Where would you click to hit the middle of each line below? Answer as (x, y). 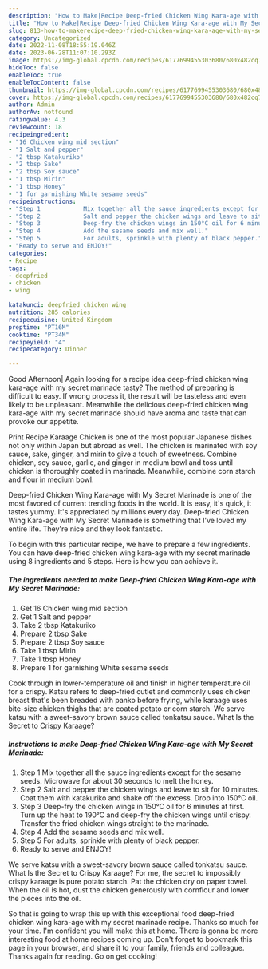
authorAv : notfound (41, 113)
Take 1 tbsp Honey (50, 659)
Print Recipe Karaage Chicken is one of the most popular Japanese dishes (130, 437)
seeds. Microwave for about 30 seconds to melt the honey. (116, 781)
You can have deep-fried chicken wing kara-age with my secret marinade (129, 553)
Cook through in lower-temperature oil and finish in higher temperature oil (130, 683)
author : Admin (32, 105)
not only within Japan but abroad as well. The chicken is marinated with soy (133, 446)
